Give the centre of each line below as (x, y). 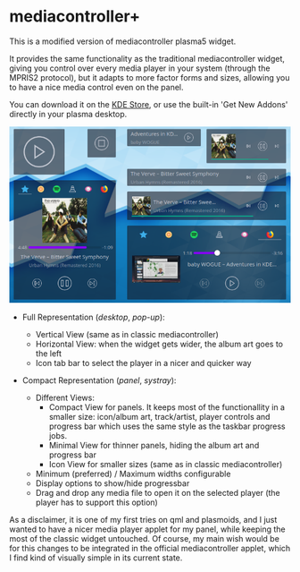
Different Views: (65, 398)
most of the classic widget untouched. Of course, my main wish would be (144, 539)
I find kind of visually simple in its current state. (96, 558)
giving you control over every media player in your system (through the (140, 68)
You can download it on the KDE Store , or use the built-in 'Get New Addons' (149, 104)
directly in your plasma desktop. (68, 114)
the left (49, 354)
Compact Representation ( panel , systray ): (99, 380)
